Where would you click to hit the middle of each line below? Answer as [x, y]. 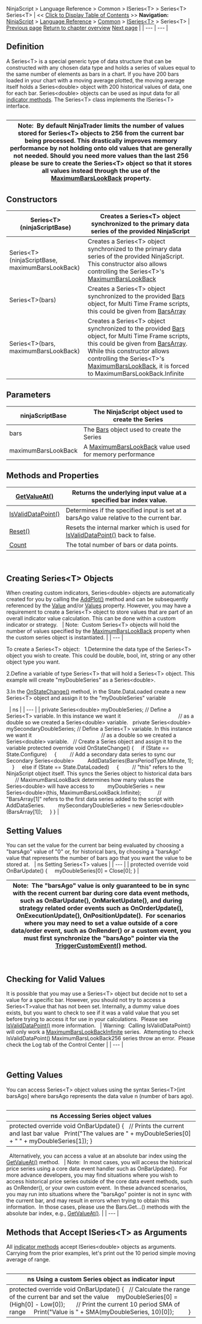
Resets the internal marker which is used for [128, 527]
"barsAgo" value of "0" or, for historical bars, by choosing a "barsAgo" [94, 852]
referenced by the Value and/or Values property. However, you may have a [99, 606]
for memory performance [119, 454]
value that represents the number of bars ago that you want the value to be [99, 858]
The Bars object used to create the [132, 429]
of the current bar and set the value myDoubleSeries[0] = [93, 1297]
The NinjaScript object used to [138, 412]
